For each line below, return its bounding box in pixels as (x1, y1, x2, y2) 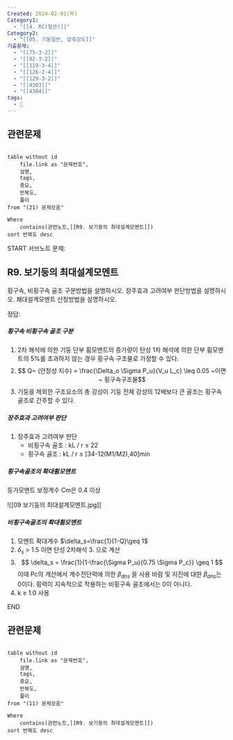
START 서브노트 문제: (7, 244, 66, 252)
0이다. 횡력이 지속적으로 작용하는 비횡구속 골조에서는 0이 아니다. (17, 580, 193, 588)
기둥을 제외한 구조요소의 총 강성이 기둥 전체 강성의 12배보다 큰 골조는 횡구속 (17, 387, 223, 396)
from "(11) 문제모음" (7, 700, 64, 707)
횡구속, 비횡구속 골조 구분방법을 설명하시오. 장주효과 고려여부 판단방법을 (7, 286, 202, 295)
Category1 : (7, 17, 39, 24)
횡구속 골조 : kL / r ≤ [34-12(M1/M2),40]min (27, 450, 150, 458)
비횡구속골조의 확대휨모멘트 (7, 518, 82, 526)
